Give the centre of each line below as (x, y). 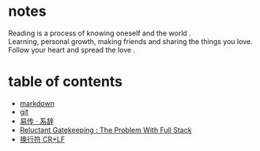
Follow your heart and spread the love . (72, 50)
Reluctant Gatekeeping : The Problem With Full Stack (106, 130)
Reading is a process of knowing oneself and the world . (100, 33)
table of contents (66, 82)
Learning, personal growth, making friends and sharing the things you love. (130, 41)
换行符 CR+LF (42, 139)
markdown (37, 103)
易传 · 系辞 (36, 121)
